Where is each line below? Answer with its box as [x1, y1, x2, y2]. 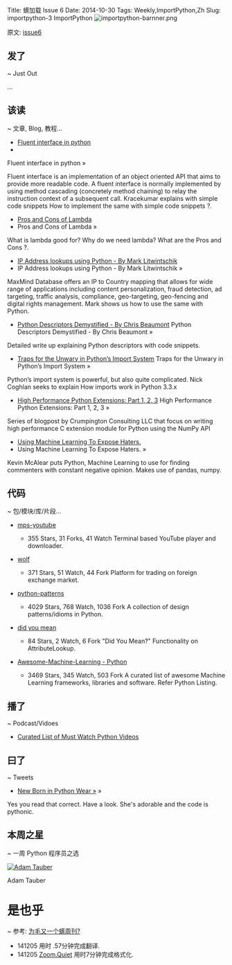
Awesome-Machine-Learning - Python [17, 657, 127, 666]
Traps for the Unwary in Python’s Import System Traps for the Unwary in [17, 354, 224, 362]
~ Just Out [7, 69, 37, 78]
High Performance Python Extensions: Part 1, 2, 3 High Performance [17, 396, 213, 404]
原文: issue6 [7, 28, 42, 36]
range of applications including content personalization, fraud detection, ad [7, 285, 222, 293]
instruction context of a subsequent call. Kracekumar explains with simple [7, 194, 218, 202]
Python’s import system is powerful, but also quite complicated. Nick [7, 375, 203, 383]
